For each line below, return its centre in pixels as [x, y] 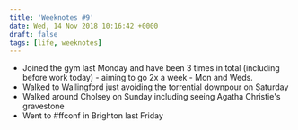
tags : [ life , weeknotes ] [56, 43]
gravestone [43, 106]
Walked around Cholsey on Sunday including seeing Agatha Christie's [151, 97]
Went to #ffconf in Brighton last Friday [93, 116]
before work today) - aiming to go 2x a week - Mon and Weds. [137, 78]
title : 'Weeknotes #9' [52, 17]
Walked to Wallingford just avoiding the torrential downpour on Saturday [155, 87]
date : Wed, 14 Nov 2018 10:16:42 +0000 [84, 26]
